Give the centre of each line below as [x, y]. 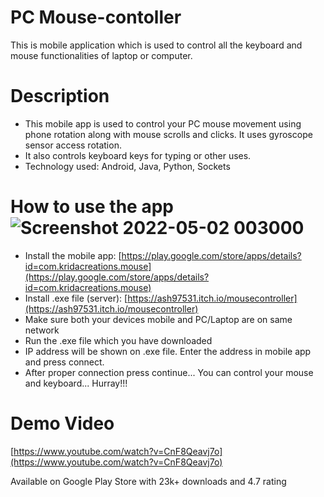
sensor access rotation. [73, 145]
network [42, 330]
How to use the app [92, 207]
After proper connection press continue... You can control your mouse [169, 372]
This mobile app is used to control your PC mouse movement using [163, 123]
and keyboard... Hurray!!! [76, 383]
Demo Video [62, 423]
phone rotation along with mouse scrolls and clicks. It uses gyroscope [168, 134]
